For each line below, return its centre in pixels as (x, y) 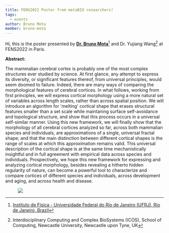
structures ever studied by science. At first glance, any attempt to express (82, 74)
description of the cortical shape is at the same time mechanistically (76, 148)
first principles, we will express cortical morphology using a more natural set (84, 95)
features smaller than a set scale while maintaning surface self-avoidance (82, 111)
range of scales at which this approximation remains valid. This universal (80, 143)
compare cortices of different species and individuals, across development (83, 175)
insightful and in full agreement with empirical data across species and (78, 154)
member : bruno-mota (26, 29)
